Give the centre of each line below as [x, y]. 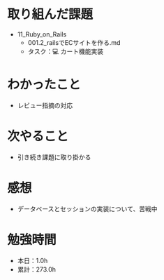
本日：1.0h [32, 260]
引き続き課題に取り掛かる [54, 157]
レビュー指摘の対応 [45, 105]
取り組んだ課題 [50, 14]
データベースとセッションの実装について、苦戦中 [87, 208]
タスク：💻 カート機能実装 [65, 51]
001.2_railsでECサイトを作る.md [74, 42]
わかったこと [44, 85]
